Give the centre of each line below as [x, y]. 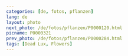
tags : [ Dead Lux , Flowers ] [39, 44]
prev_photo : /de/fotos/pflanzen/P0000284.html [64, 38]
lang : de [17, 17]
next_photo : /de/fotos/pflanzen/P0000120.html [64, 28]
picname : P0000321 [29, 33]
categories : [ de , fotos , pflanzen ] [50, 11]
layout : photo [24, 22]
